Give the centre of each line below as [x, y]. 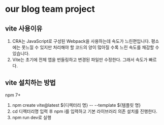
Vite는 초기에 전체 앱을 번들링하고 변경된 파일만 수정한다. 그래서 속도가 [80, 60]
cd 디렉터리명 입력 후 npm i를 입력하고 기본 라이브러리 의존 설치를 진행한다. [85, 111]
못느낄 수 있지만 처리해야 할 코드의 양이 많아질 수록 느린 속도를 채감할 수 [90, 47]
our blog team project [50, 9]
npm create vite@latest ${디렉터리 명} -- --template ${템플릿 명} [77, 105]
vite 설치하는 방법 [31, 83]
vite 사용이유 [24, 28]
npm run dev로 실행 [32, 117]
